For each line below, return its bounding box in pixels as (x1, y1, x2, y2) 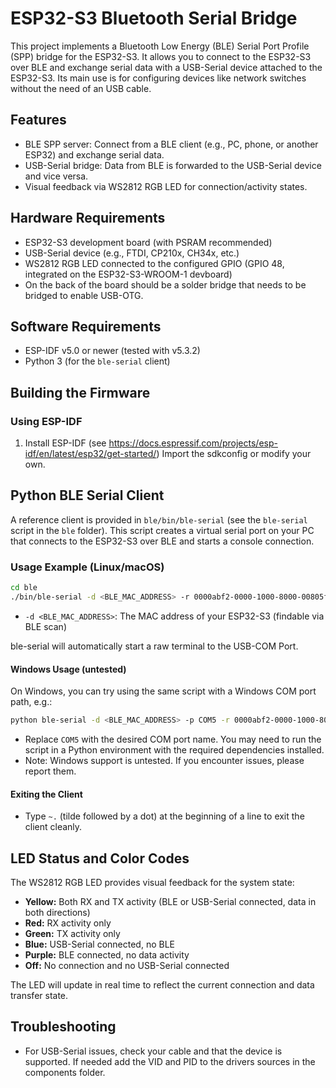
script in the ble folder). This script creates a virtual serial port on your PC (10, 524, 315, 536)
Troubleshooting (10, 1018, 117, 1036)
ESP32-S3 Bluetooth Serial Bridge (10, 7, 298, 30)
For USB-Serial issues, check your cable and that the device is (24, 1045, 283, 1057)
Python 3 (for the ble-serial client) (24, 355, 171, 367)
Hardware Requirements (10, 210, 166, 227)
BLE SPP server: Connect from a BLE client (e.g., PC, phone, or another (24, 138, 319, 150)
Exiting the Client (10, 788, 83, 800)
